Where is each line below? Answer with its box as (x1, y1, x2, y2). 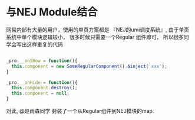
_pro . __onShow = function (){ (6, 57, 78, 64)
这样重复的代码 (26, 41, 63, 48)
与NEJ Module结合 (6, 5, 98, 19)
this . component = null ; (11, 90, 70, 96)
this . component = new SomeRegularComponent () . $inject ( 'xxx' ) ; (11, 63, 167, 69)
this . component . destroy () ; (11, 85, 78, 91)
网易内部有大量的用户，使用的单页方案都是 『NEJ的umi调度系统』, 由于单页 (6, 26, 190, 33)
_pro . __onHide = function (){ (6, 79, 78, 86)
